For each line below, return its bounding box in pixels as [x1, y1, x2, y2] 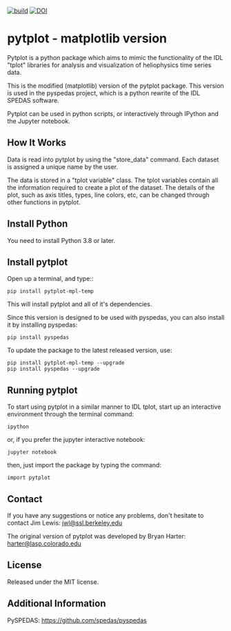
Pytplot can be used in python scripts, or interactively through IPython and [7, 109, 219, 117]
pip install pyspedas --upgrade [7, 366, 100, 373]
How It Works [7, 137, 67, 148]
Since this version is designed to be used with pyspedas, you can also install [7, 313, 225, 322]
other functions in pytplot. [7, 197, 81, 206]
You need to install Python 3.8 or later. [7, 236, 116, 244]
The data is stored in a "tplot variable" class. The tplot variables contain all [7, 176, 219, 184]
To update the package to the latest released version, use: [7, 346, 172, 355]
